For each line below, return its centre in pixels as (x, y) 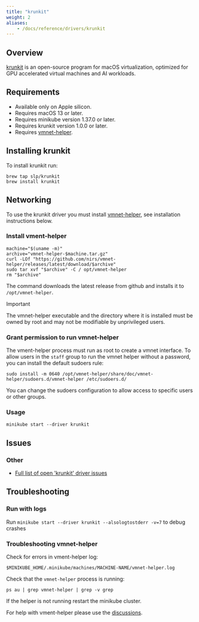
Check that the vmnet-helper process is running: (65, 579)
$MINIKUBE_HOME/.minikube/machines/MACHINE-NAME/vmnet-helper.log (91, 568)
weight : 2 (19, 17)
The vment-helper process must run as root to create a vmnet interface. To (99, 350)
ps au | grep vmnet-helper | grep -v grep (60, 590)
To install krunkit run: (32, 165)
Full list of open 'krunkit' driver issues (61, 473)
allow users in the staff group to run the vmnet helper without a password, (99, 357)
